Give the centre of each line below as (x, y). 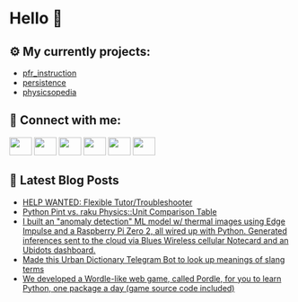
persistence (44, 83)
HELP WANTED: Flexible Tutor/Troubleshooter (107, 202)
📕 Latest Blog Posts (64, 180)
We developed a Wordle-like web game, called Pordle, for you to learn (152, 279)
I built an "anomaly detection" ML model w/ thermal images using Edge (153, 221)
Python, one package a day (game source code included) (128, 288)
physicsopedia (49, 92)
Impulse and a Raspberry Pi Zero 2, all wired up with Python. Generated (154, 231)
